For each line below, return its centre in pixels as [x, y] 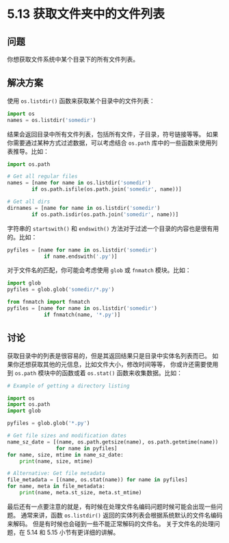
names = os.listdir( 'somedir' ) [52, 120]
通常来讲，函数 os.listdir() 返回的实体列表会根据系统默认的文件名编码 [121, 515]
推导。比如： [31, 151]
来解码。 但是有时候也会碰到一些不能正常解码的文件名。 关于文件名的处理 [110, 523]
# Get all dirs [29, 202]
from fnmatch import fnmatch [49, 302]
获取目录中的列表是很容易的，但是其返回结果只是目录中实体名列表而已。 [109, 355]
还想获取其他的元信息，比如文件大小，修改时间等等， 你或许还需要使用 [119, 364]
